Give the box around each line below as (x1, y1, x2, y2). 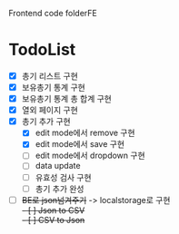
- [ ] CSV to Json (21, 214, 85, 225)
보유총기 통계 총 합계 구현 (21, 93, 113, 104)
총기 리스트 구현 (21, 70, 78, 81)
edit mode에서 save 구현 (35, 139, 124, 150)
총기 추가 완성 (35, 183, 85, 194)
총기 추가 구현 (21, 116, 71, 127)
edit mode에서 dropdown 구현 (35, 150, 146, 161)
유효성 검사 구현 (35, 171, 92, 182)
